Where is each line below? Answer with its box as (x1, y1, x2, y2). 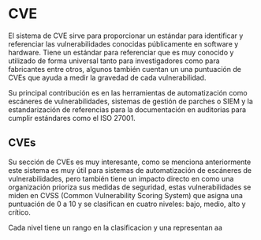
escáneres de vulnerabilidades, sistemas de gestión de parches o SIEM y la (8, 96, 254, 106)
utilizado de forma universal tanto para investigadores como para (8, 56, 220, 66)
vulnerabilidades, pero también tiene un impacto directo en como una (8, 174, 234, 183)
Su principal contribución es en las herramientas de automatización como (8, 88, 248, 97)
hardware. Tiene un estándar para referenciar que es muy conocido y (8, 47, 234, 57)
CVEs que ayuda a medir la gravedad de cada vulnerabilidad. (8, 73, 207, 82)
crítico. (8, 207, 32, 217)
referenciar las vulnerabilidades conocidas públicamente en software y (8, 39, 239, 48)
